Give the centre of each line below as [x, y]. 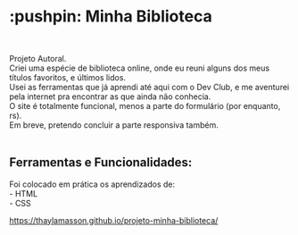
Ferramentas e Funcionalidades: [101, 163]
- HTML [24, 193]
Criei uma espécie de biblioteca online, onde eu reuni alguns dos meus [140, 68]
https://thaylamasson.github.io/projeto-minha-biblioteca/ [114, 220]
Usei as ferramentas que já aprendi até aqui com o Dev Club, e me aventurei [149, 87]
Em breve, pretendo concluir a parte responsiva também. [114, 125]
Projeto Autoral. [38, 58]
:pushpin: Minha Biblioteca [111, 17]
